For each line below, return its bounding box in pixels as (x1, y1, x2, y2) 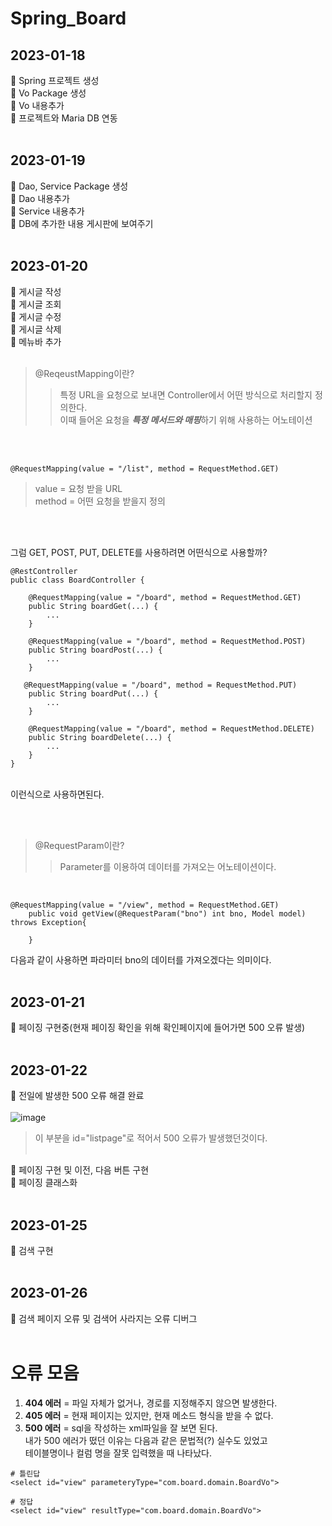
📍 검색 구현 (10, 1245, 54, 1257)
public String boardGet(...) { (28, 601, 159, 611)
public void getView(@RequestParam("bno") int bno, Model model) (28, 908, 307, 919)
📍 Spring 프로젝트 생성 (10, 75, 100, 86)
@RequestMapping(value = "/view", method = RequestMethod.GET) (10, 900, 280, 910)
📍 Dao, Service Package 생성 (10, 180, 129, 192)
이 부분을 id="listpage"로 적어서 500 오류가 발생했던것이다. (34, 1132, 268, 1144)
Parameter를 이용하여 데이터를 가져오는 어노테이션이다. (59, 860, 277, 872)
